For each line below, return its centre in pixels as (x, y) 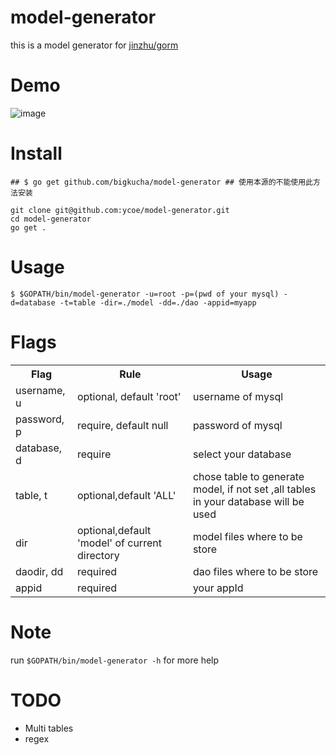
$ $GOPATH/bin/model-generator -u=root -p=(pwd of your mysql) (145, 294)
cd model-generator (51, 219)
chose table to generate (248, 476)
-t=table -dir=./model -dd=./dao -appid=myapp (158, 302)
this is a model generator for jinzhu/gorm (94, 45)
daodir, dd (39, 571)
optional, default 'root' (129, 396)
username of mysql (238, 396)
